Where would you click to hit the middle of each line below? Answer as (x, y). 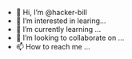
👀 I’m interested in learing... (61, 21)
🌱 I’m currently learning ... (58, 29)
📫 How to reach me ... (53, 47)
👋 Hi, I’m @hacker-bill (52, 12)
